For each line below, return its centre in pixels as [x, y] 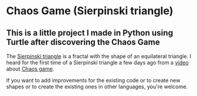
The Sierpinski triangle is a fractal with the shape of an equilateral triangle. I [99, 56]
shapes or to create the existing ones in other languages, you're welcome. [97, 87]
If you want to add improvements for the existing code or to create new [93, 80]
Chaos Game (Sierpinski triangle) [90, 11]
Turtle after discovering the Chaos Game [83, 42]
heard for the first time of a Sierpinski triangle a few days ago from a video [98, 63]
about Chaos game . [30, 69]
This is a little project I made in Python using [90, 33]
